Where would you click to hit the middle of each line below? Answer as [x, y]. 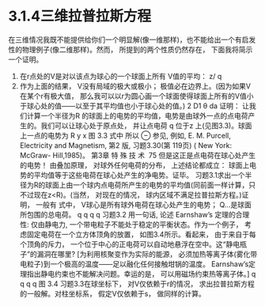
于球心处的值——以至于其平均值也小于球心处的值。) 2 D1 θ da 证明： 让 [134, 106]
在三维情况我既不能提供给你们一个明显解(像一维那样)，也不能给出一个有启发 [132, 40]
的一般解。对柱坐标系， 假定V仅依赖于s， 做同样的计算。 [112, 293]
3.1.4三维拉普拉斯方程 [80, 16]
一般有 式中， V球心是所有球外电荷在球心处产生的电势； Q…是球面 [143, 204]
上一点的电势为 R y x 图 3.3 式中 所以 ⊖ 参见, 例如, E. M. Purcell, [125, 135]
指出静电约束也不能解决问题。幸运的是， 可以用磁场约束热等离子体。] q [141, 274]
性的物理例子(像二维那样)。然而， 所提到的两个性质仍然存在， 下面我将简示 [131, 49]
